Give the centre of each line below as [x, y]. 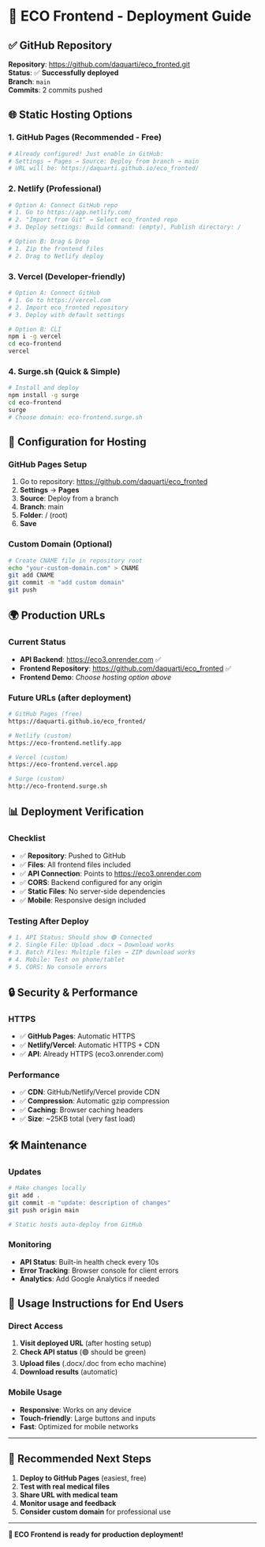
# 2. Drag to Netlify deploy [56, 256]
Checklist [27, 838]
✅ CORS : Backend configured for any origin [91, 882]
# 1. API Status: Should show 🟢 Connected [80, 938]
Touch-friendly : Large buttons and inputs [88, 1418]
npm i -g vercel [35, 337]
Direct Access [35, 1326]
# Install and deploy [44, 388]
